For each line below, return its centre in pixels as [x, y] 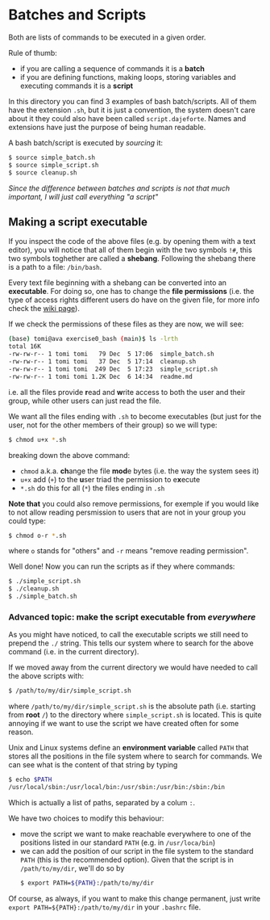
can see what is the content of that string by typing [93, 765]
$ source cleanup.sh [43, 172]
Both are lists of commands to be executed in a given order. [107, 37]
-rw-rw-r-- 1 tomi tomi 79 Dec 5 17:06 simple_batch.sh [112, 354]
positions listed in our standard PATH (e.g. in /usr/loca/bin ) [118, 842]
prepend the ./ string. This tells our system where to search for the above [131, 643]
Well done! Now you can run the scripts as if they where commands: [122, 566]
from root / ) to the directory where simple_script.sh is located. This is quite [135, 715]
